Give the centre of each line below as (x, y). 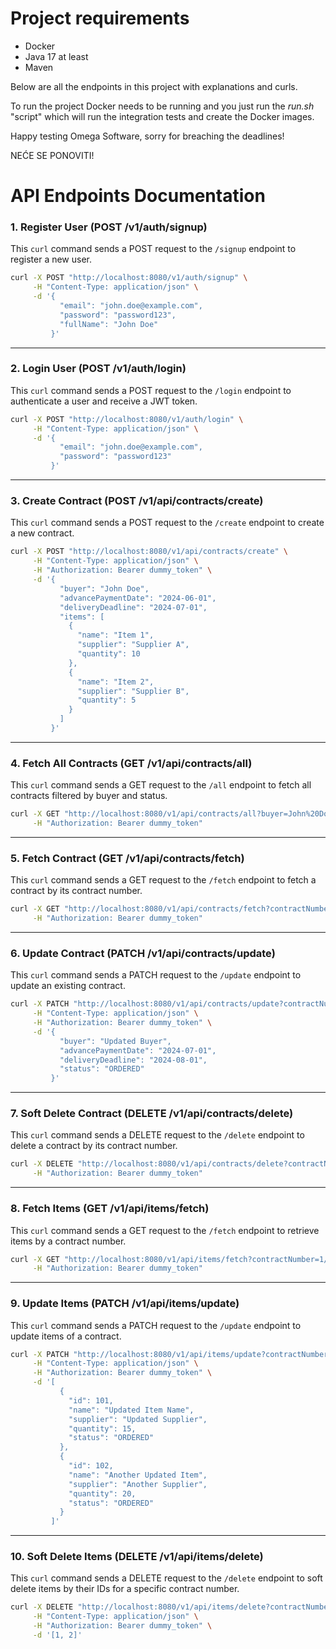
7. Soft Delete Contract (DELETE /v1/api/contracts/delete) (152, 1114)
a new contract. (42, 533)
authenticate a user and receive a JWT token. (104, 401)
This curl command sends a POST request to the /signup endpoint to (153, 249)
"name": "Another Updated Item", (138, 1475)
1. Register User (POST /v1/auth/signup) (109, 227)
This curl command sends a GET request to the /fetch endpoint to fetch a (163, 880)
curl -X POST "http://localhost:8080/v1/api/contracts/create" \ (149, 552)
